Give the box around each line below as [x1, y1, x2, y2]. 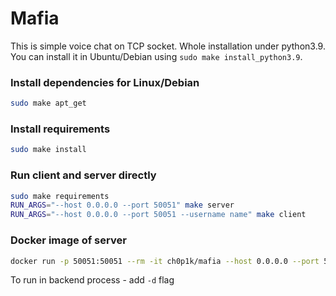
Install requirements [10, 122, 111, 136]
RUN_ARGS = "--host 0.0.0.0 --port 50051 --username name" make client [10, 210, 307, 220]
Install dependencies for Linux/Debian [10, 75, 200, 89]
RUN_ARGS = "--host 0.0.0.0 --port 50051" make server [10, 200, 235, 211]
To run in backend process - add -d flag [10, 274, 175, 286]
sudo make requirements [10, 191, 110, 201]
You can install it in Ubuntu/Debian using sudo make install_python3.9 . [10, 50, 303, 62]
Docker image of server [10, 233, 127, 247]
